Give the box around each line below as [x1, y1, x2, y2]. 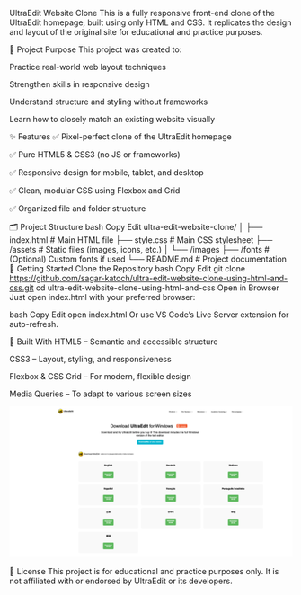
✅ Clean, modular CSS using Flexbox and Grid [9, 185, 181, 196]
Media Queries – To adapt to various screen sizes [9, 388, 192, 399]
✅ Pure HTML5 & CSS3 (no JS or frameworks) [9, 149, 181, 160]
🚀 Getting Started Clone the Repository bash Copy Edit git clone [9, 263, 245, 273]
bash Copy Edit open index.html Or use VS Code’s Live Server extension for [9, 309, 289, 320]
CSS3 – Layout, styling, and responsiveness [9, 354, 173, 364]
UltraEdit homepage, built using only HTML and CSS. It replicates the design [9, 17, 292, 28]
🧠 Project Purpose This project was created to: [9, 44, 182, 55]
